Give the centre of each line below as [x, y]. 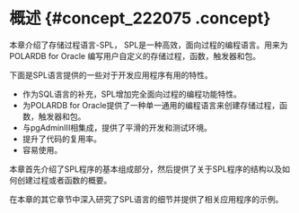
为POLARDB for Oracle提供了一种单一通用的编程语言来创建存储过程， [151, 105]
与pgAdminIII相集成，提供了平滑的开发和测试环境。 [117, 127]
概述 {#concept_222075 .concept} [140, 18]
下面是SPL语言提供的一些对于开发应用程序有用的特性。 [111, 75]
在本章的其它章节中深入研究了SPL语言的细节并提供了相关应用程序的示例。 [146, 199]
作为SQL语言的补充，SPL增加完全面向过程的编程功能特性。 [132, 94]
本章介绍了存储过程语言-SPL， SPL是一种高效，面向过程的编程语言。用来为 [149, 45]
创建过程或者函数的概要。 [64, 180]
